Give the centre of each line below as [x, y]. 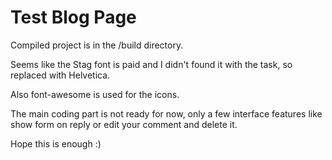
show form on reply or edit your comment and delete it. [124, 124]
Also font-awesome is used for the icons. [95, 94]
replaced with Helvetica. [60, 75]
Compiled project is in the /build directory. [97, 45]
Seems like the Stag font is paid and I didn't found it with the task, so [151, 64]
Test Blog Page [73, 17]
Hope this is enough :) [56, 143]
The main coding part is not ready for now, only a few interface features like [166, 113]
